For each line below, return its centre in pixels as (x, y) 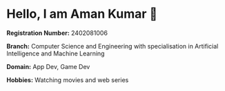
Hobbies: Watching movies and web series (68, 80)
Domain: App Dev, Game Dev (48, 66)
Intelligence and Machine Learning (56, 53)
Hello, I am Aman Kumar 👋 (82, 14)
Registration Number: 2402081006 (57, 33)
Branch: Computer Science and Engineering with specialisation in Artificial (112, 46)
